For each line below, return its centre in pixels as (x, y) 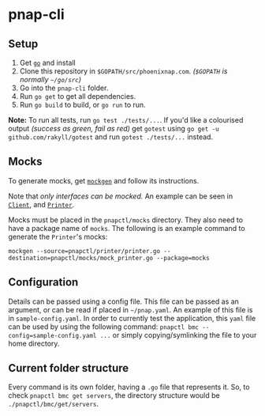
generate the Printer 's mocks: (58, 236)
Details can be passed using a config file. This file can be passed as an (123, 301)
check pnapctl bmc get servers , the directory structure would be (114, 395)
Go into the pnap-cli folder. (64, 88)
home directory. (34, 343)
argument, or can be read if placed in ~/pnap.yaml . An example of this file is (131, 309)
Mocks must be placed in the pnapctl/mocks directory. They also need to (125, 220)
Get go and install (48, 62)
